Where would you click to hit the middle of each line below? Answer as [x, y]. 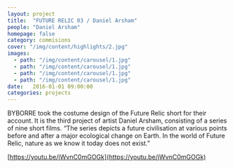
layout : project [31, 14]
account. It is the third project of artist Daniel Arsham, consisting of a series [117, 121]
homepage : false [31, 34]
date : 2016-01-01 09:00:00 [50, 86]
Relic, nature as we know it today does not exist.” [79, 143]
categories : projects [39, 93]
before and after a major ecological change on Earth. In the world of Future [116, 136]
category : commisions [39, 40]
